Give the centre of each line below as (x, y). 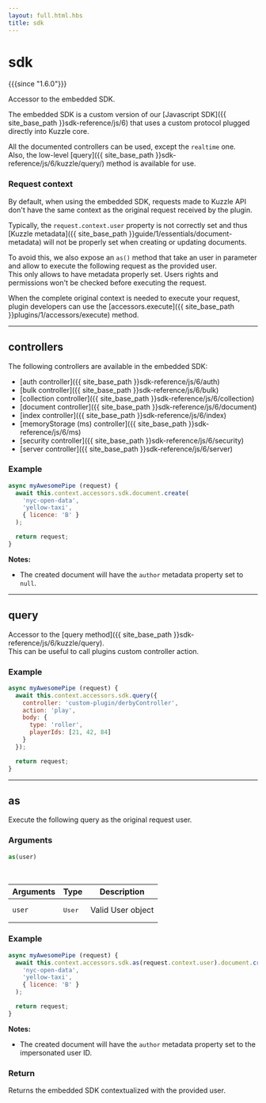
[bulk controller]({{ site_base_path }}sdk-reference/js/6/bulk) (119, 390)
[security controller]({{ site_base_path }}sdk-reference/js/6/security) (131, 440)
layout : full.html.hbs (46, 15)
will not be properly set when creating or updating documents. (145, 242)
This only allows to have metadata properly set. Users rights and (114, 274)
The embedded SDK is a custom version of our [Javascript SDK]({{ (118, 115)
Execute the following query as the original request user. (100, 820)
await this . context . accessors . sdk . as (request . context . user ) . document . (134, 963)
